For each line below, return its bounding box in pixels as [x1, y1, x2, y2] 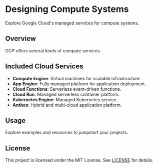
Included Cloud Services [5, 62, 83, 71]
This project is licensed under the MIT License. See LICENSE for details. [5, 157, 153, 163]
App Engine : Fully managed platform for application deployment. [12, 81, 146, 87]
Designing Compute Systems [5, 3, 129, 15]
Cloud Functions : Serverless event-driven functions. [12, 86, 121, 92]
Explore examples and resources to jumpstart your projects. [5, 130, 128, 136]
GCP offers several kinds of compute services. [5, 47, 101, 53]
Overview [5, 34, 36, 43]
